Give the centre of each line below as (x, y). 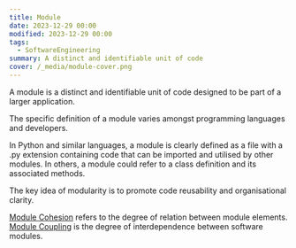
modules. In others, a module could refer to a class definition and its (133, 164)
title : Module (35, 17)
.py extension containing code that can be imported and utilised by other (141, 154)
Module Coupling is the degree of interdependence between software (136, 226)
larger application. (42, 101)
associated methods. (47, 173)
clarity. (22, 199)
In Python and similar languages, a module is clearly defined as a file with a (146, 145)
